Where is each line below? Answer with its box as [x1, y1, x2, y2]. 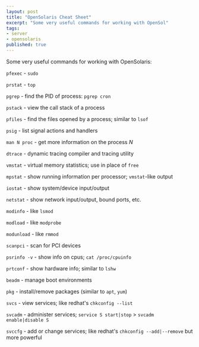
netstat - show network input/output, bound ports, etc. [6, 196, 141, 203]
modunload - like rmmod [6, 230, 59, 237]
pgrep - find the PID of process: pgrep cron [6, 93, 111, 100]
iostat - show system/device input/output [6, 184, 110, 192]
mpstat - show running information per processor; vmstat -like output [6, 173, 173, 180]
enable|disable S [6, 317, 49, 323]
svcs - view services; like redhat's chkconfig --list [6, 299, 133, 306]
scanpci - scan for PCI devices [6, 241, 81, 249]
